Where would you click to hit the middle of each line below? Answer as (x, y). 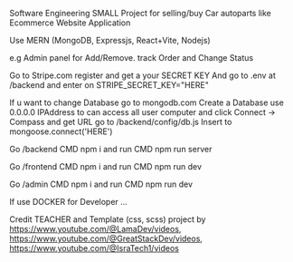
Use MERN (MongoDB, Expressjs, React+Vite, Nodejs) (110, 40)
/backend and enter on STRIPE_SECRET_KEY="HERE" (109, 85)
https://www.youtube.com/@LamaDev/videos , (95, 229)
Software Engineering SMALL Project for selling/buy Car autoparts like (140, 13)
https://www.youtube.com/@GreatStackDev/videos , (106, 238)
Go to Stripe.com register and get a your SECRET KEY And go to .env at (142, 75)
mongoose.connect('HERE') (61, 131)
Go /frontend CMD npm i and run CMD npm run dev (105, 166)
